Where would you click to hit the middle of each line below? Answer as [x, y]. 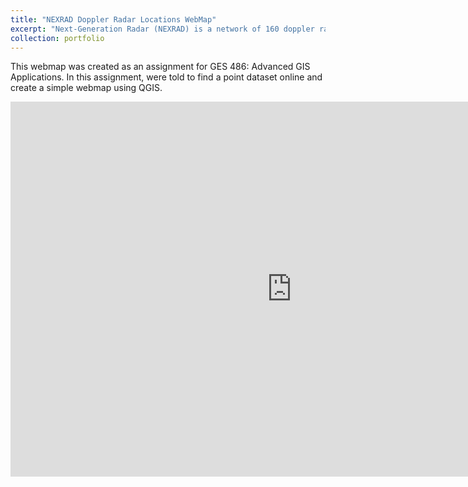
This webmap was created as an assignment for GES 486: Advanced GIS [160, 67]
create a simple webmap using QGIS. [86, 88]
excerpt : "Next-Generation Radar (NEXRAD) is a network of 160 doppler [162, 29]
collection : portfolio [57, 38]
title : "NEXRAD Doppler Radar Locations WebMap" [113, 19]
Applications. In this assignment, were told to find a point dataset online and [166, 77]
